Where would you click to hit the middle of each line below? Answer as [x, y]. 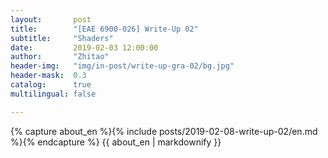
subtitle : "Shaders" [62, 38]
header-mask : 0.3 [48, 76]
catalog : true [51, 85]
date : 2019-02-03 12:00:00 [84, 47]
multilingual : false [53, 94]
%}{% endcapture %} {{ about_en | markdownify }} [116, 142]
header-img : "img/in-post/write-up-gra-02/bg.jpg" [122, 66]
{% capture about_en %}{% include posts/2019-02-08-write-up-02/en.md [164, 131]
